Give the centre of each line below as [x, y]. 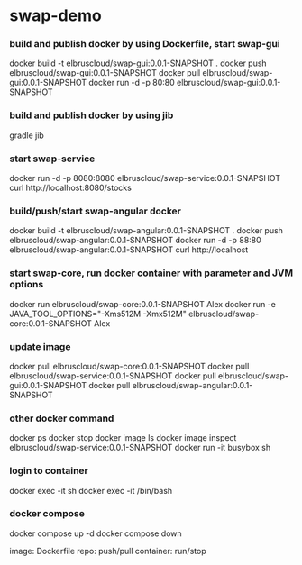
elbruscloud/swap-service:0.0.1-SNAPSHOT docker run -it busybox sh [140, 448]
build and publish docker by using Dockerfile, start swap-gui [145, 44]
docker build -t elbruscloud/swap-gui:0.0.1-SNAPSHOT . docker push [138, 63]
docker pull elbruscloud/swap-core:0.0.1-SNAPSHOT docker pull [129, 366]
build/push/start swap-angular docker [96, 211]
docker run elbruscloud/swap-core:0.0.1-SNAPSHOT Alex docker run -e [143, 304]
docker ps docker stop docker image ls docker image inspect [123, 438]
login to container [49, 471]
